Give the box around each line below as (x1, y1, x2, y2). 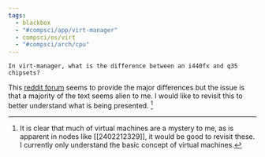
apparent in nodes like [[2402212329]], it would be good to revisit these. (19, 131, 256, 141)
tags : (8, 11, 26, 20)
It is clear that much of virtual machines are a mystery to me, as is (19, 123, 234, 133)
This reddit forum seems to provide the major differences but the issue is (8, 83, 245, 93)
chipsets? (8, 69, 41, 77)
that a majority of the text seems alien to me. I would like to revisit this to (8, 91, 243, 100)
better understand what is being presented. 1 (8, 100, 154, 110)
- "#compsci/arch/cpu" (15, 41, 90, 49)
